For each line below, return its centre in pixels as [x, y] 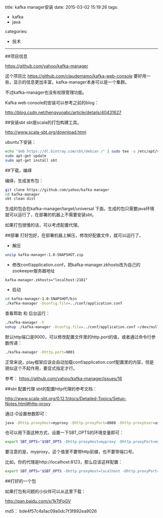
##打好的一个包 [21, 481]
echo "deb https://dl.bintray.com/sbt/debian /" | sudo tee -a [70, 151]
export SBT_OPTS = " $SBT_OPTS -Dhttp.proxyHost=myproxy [61, 442]
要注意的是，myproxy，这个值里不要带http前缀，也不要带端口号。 [71, 452]
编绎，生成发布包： [24, 181]
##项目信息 [16, 56]
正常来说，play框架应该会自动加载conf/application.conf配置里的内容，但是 [80, 362]
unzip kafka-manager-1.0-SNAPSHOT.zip [44, 255]
